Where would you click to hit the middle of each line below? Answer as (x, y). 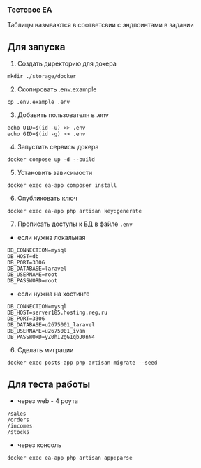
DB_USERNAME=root (32, 275)
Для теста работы (49, 384)
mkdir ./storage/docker (42, 77)
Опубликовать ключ (47, 198)
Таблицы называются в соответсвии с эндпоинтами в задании (100, 25)
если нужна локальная (51, 238)
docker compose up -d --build (51, 160)
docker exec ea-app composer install (62, 186)
